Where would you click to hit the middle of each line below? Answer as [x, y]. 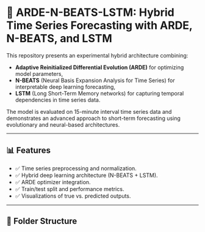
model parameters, [39, 73]
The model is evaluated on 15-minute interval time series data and [89, 111]
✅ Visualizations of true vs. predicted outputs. [73, 196]
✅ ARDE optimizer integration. [53, 182]
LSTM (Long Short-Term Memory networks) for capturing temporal [99, 93]
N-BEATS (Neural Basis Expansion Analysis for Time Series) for [95, 80]
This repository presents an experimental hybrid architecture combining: [97, 55]
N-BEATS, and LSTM [59, 39]
